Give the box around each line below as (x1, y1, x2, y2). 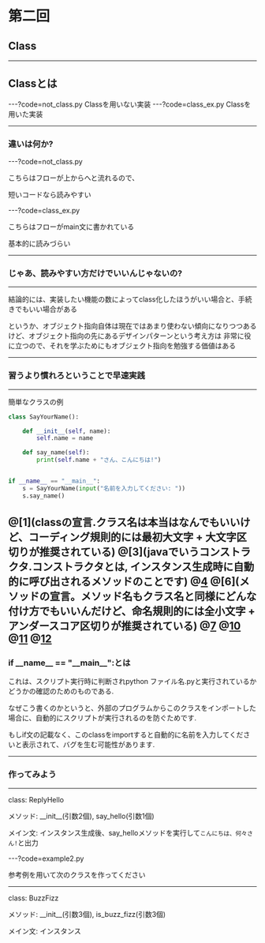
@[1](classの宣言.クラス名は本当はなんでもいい (8, 516, 241, 529)
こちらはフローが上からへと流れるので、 (8, 173, 140, 182)
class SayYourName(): (8, 412, 80, 421)
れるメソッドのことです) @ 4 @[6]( (69, 575, 240, 588)
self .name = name (36, 434, 93, 442)
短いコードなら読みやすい (8, 190, 91, 200)
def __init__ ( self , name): (22, 427, 111, 435)
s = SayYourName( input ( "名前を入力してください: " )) (22, 484, 186, 492)
